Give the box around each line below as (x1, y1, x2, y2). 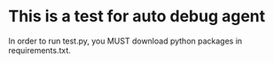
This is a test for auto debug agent (8, 6, 266, 27)
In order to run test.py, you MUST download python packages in (8, 35, 243, 46)
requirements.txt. (8, 44, 72, 55)
